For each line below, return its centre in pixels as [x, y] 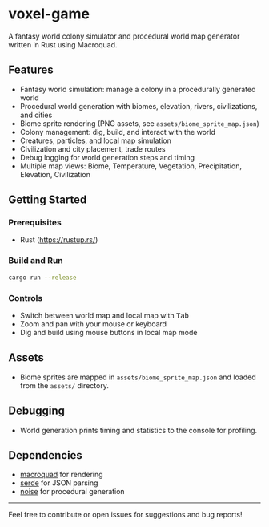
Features [31, 70]
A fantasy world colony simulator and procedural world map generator [124, 36]
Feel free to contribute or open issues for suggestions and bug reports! [125, 515]
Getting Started [48, 200]
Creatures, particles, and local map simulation [96, 140]
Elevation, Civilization [55, 174]
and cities [36, 115]
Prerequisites [35, 223]
